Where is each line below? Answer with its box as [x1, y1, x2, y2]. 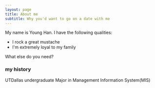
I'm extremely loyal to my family [12, 44, 77, 50]
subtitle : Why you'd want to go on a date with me [5, 16, 110, 21]
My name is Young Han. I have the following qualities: [5, 30, 113, 36]
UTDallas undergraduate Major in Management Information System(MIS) [5, 77, 151, 83]
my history [5, 66, 31, 73]
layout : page [5, 7, 32, 12]
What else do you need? [5, 54, 54, 60]
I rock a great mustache [12, 39, 60, 45]
